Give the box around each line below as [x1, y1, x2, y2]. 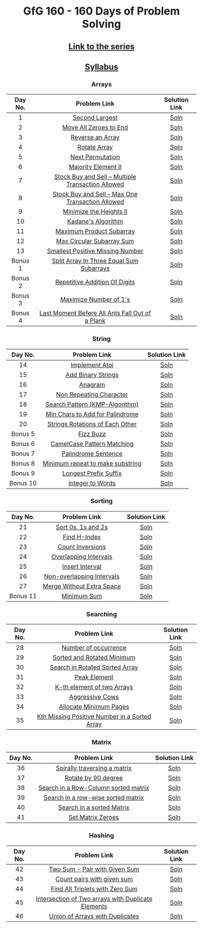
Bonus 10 [9, 479, 37, 487]
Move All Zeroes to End [62, 123, 129, 132]
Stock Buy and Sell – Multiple [54, 173, 137, 181]
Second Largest [72, 113, 118, 122]
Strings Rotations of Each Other [47, 419, 137, 428]
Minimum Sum [61, 592, 103, 600]
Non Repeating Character [56, 390, 129, 398]
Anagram [79, 380, 106, 389]
